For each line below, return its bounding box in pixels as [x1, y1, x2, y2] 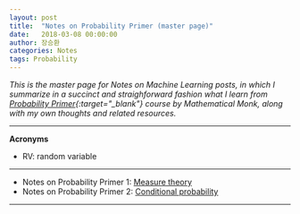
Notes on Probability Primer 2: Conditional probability [21, 186, 219, 197]
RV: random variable [21, 151, 97, 161]
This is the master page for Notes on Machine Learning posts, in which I [9, 80, 275, 90]
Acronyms [9, 133, 49, 144]
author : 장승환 [9, 38, 61, 47]
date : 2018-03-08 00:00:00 [9, 30, 118, 39]
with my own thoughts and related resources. [9, 108, 177, 118]
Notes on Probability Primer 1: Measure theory [21, 176, 193, 187]
